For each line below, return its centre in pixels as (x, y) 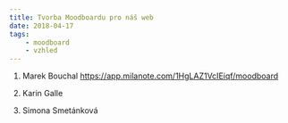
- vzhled (42, 51)
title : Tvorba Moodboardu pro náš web (81, 17)
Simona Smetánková (60, 111)
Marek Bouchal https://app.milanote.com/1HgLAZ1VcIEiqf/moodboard (150, 76)
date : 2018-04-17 (42, 26)
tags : (19, 34)
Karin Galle (42, 94)
